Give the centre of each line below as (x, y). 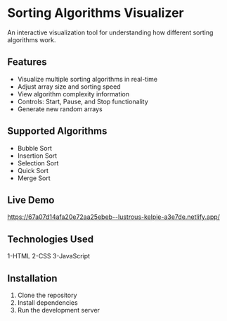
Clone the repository (47, 295)
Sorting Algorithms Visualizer (96, 13)
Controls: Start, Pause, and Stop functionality (83, 101)
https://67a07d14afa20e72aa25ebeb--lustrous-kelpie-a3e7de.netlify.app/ (113, 217)
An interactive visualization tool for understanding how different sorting (110, 32)
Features (27, 62)
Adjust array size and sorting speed (69, 87)
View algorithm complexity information (73, 94)
